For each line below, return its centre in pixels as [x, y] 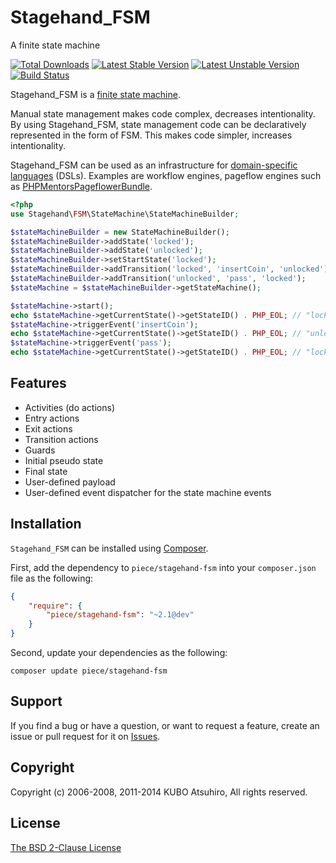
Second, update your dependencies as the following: [119, 653]
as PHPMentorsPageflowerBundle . [81, 186]
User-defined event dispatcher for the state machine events [148, 492]
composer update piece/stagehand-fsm [89, 671]
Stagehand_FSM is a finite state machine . [95, 94]
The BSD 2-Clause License [66, 847]
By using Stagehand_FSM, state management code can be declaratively [158, 124]
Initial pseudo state [64, 460]
